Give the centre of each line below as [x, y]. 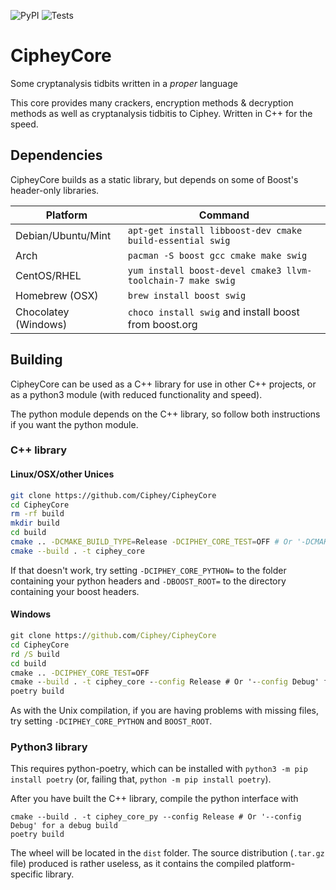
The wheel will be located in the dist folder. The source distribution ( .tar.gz [167, 853]
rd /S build [35, 654]
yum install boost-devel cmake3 [204, 270]
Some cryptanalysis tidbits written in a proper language [124, 83]
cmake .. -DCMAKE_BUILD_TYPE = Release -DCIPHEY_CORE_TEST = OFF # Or [151, 542]
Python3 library [49, 747]
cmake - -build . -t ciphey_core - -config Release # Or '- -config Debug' [165, 682]
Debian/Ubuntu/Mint [63, 235]
